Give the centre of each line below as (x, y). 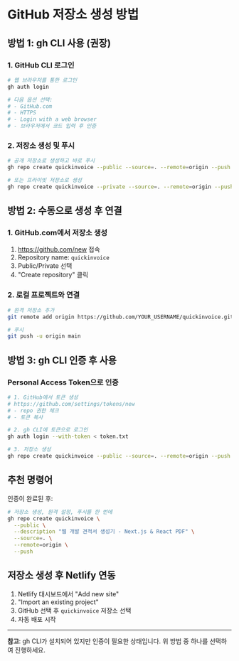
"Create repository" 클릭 (53, 275)
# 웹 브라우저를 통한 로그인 (42, 80)
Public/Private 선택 (45, 266)
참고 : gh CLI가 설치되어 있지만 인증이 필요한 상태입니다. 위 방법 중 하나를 (108, 641)
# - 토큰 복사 (25, 417)
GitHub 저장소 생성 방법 (73, 15)
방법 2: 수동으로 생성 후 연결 (65, 211)
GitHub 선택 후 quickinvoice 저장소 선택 (74, 610)
